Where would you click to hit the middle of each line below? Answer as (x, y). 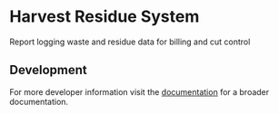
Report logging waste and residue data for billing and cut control (130, 42)
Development (49, 70)
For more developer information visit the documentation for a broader (139, 91)
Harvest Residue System (105, 17)
